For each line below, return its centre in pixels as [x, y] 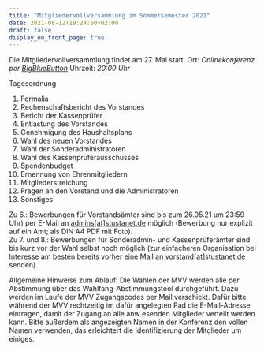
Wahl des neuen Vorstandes [66, 141]
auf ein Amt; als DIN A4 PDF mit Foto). [71, 232]
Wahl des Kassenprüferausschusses [80, 158]
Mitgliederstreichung [54, 183]
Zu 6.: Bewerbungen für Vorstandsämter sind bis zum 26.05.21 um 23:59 [127, 215]
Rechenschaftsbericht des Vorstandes [82, 107]
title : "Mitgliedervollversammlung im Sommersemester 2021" [110, 15]
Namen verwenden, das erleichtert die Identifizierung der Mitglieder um [125, 330]
